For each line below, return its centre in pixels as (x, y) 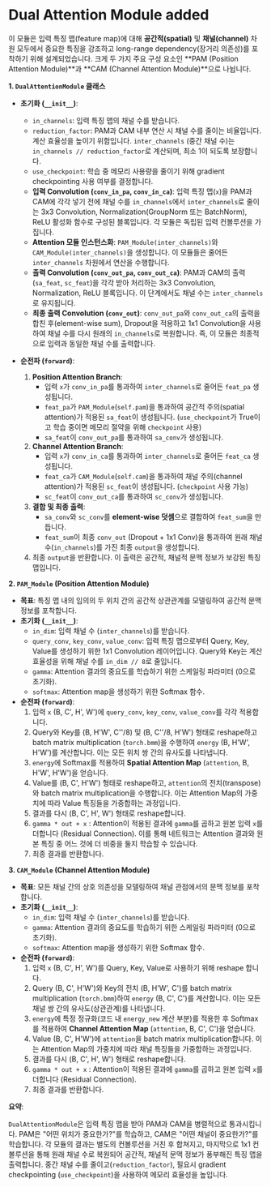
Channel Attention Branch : (78, 446)
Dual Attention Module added (109, 15)
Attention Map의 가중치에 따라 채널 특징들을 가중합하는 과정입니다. (146, 1048)
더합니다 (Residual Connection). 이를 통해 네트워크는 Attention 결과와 (143, 833)
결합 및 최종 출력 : (59, 506)
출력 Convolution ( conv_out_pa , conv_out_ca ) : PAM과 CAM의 (131, 272)
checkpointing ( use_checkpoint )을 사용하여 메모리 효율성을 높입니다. (118, 1174)
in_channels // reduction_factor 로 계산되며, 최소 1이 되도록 (131, 151)
